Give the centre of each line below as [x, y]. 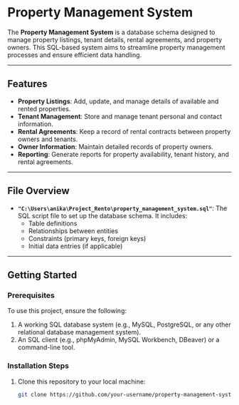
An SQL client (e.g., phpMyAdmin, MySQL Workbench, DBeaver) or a [118, 340]
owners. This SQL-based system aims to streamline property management [116, 47]
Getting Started [42, 275]
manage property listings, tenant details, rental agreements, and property [115, 39]
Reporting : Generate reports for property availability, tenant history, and [123, 154]
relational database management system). [79, 332]
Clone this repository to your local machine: [81, 381]
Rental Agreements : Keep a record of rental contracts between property [124, 131]
